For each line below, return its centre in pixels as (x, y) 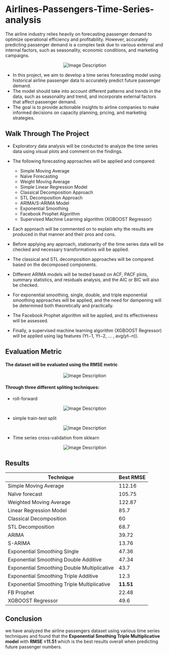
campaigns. (17, 55)
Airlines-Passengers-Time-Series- (80, 9)
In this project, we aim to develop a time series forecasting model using (87, 75)
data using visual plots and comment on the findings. (67, 151)
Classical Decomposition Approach (57, 192)
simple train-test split (35, 418)
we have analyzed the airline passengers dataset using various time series (82, 631)
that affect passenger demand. (45, 101)
